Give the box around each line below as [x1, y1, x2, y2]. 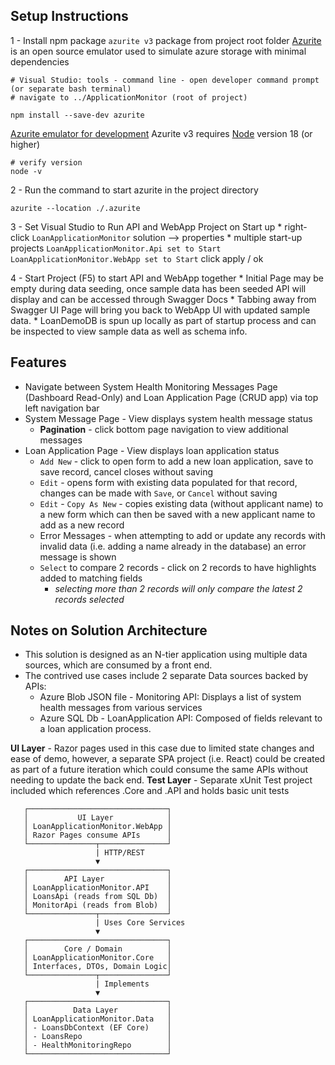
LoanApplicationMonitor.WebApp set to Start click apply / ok [10, 252, 264, 264]
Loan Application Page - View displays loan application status [24, 444, 280, 456]
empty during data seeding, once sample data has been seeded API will [10, 282, 307, 294]
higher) [10, 138, 41, 150]
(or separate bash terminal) [10, 84, 132, 94]
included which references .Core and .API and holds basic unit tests [10, 785, 290, 797]
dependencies [10, 55, 70, 68]
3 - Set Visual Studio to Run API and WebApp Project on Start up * [10, 220, 283, 233]
